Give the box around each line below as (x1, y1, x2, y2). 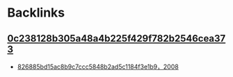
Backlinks (7, 5, 65, 21)
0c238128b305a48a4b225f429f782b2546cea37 (7, 33, 226, 44)
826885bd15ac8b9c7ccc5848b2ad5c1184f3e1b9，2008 (17, 62, 179, 71)
